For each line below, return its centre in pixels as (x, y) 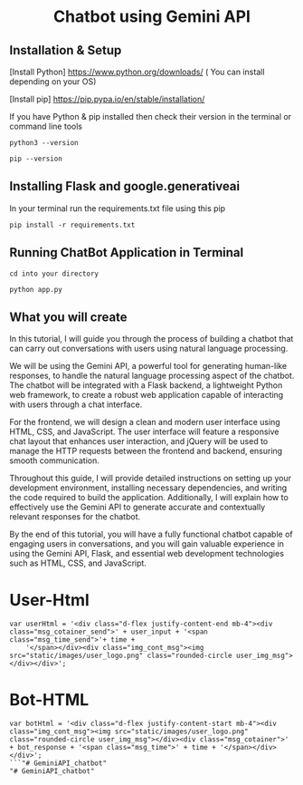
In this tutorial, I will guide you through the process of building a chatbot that (151, 339)
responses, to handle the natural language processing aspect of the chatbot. (152, 376)
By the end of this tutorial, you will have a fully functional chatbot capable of (151, 534)
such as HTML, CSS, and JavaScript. (78, 563)
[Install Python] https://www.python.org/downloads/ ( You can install (137, 72)
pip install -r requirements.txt (72, 225)
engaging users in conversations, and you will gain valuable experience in (147, 544)
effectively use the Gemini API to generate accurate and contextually (137, 507)
